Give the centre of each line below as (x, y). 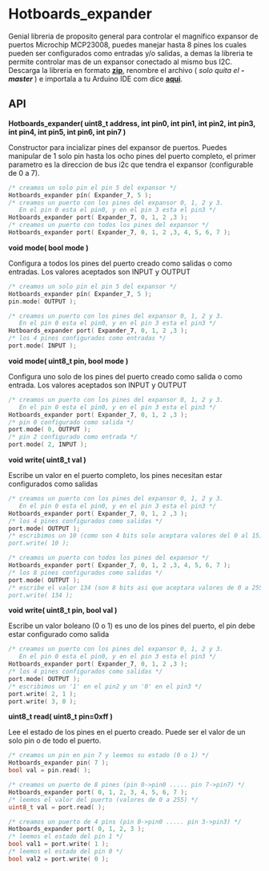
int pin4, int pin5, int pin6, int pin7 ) (67, 132)
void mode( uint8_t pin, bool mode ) (68, 361)
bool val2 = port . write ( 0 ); (59, 859)
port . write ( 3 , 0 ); (43, 701)
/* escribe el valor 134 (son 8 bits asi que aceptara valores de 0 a (128, 587)
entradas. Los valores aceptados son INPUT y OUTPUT (99, 271)
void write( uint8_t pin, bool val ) (63, 610)
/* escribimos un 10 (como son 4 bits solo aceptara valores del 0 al (128, 536)
